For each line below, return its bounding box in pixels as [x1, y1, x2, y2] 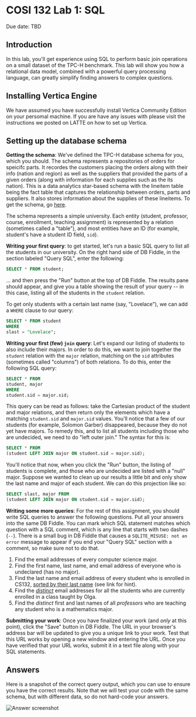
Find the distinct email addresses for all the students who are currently [14, 586, 185, 594]
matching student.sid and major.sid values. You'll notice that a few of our [6, 415, 185, 422]
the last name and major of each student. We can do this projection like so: [6, 480, 187, 487]
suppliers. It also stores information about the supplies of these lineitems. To [6, 195, 190, 202]
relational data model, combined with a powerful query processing [6, 68, 166, 75]
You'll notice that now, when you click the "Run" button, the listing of [6, 461, 171, 468]
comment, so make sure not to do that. [6, 544, 99, 551]
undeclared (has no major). [14, 568, 80, 575]
